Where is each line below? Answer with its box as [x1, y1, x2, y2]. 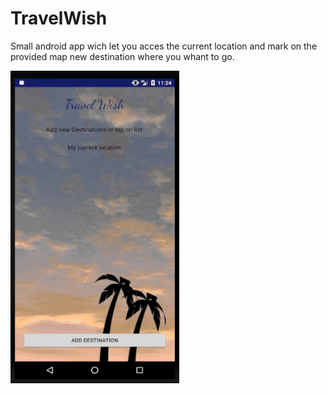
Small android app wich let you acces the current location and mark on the [10, 40, 318, 52]
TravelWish [10, 7, 108, 30]
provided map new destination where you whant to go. [10, 50, 235, 62]
